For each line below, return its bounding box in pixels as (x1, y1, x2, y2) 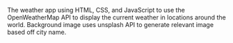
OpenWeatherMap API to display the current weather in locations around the (7, 13, 226, 21)
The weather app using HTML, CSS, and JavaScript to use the (7, 6, 186, 14)
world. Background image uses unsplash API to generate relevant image (7, 21, 214, 28)
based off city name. (7, 28, 67, 36)
